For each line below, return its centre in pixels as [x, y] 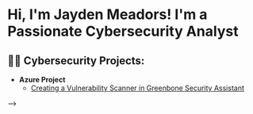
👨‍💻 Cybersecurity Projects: [76, 61]
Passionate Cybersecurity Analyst [123, 31]
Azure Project [42, 80]
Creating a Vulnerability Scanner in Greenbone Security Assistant [138, 88]
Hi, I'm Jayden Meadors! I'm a [107, 15]
